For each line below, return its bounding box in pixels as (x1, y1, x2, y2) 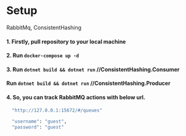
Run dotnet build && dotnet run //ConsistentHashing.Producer (6, 80, 171, 87)
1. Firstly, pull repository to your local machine (6, 38, 127, 45)
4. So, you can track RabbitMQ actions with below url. (6, 93, 146, 101)
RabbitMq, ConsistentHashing (6, 24, 81, 31)
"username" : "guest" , (12, 118, 67, 125)
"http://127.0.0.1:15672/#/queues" (12, 107, 103, 113)
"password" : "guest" (12, 124, 64, 131)
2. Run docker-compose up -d (6, 52, 80, 59)
